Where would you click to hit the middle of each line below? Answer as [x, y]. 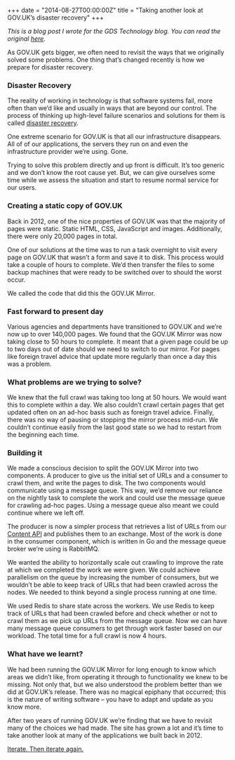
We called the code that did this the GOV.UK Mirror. [81, 293]
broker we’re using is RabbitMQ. [53, 549]
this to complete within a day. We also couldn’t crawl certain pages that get [116, 405]
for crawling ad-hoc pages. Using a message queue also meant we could [113, 506]
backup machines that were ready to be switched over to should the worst [115, 272]
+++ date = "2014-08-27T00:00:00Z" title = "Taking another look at [105, 10]
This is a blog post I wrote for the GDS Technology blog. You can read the [114, 31]
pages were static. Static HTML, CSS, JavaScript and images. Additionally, [115, 228]
